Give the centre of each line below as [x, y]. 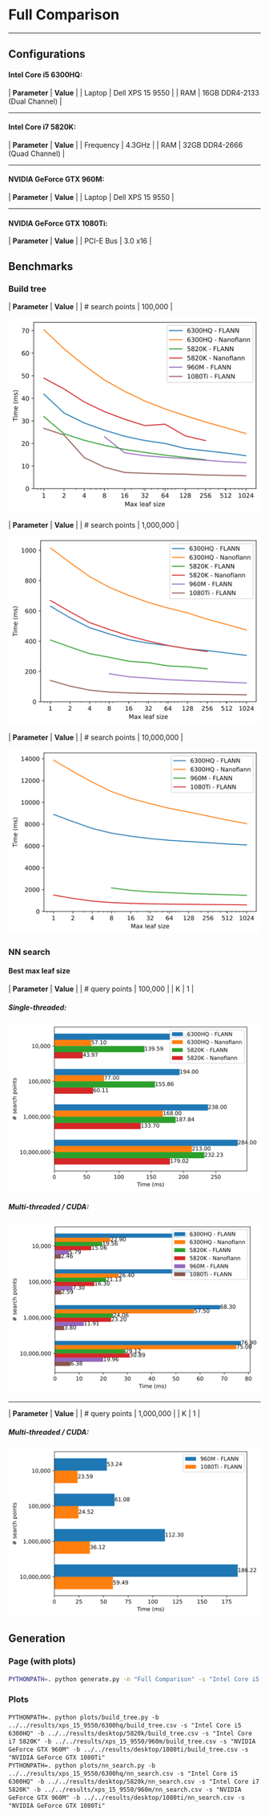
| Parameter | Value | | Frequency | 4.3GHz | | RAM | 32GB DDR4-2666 [126, 145]
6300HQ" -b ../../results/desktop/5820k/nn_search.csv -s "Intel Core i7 [134, 1781]
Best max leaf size [39, 971]
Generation [37, 1639]
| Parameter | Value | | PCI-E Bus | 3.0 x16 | [80, 241]
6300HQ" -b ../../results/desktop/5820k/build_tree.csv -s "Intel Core [130, 1733]
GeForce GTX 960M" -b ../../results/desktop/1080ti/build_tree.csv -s [128, 1749]
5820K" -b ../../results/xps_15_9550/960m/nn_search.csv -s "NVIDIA [125, 1789]
